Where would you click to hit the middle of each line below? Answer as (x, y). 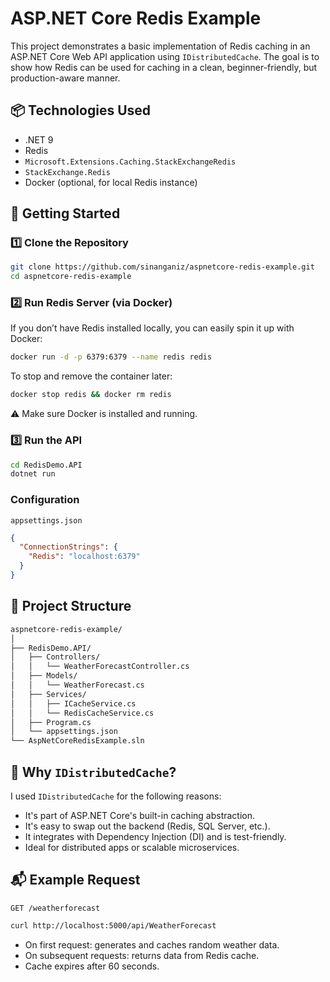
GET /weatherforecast (55, 908)
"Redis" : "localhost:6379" (84, 557)
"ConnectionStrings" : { (68, 547)
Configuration (45, 500)
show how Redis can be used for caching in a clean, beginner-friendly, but (164, 67)
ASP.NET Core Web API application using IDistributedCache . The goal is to (165, 56)
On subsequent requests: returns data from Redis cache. (142, 955)
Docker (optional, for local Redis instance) (111, 182)
